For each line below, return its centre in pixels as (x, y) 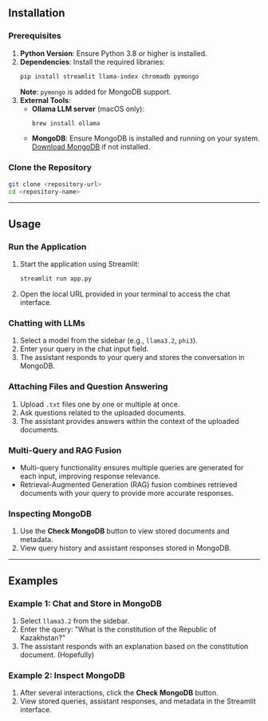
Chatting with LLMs (47, 323)
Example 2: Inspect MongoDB (67, 675)
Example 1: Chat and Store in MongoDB (85, 604)
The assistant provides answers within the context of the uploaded (129, 421)
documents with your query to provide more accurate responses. (126, 493)
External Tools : (45, 100)
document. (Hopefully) (57, 655)
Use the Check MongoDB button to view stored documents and (124, 531)
